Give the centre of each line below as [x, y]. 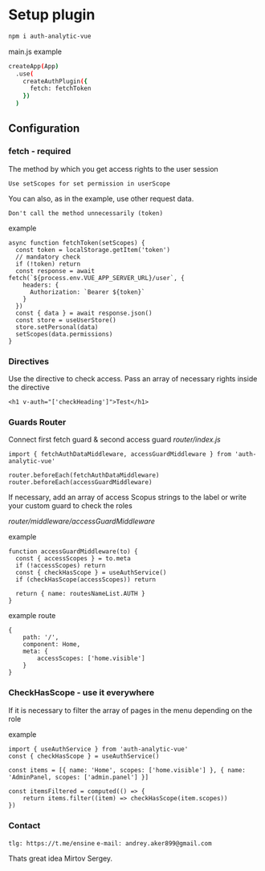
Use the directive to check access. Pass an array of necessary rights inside [133, 379]
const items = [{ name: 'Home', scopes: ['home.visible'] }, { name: [127, 770]
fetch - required [40, 152]
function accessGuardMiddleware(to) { [73, 551]
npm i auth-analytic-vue [50, 36]
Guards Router [37, 421]
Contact [24, 825]
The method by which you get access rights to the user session [113, 169]
